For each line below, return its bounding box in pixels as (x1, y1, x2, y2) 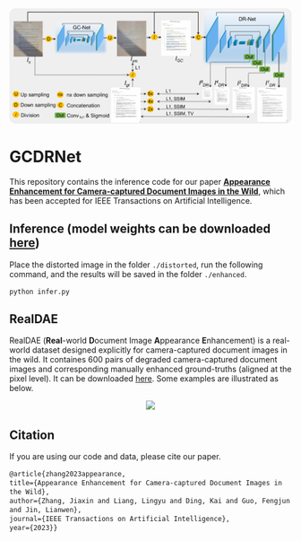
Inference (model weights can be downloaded (9, 222, 271, 237)
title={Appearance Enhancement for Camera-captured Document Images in (9, 479, 282, 488)
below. (9, 383, 34, 394)
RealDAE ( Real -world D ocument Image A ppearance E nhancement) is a (9, 336, 271, 346)
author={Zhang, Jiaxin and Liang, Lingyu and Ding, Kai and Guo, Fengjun (9, 497, 291, 506)
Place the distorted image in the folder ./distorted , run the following (9, 259, 263, 270)
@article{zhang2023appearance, (9, 470, 126, 479)
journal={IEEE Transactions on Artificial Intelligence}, (9, 515, 230, 524)
